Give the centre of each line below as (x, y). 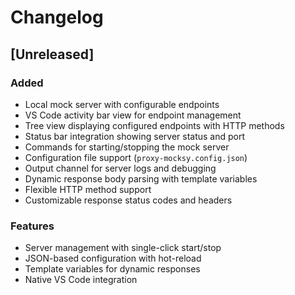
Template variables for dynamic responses (112, 269)
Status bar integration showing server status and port (135, 136)
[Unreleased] (52, 54)
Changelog (57, 17)
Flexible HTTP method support (88, 189)
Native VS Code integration (81, 280)
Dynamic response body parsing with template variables (141, 178)
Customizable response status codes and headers (128, 200)
